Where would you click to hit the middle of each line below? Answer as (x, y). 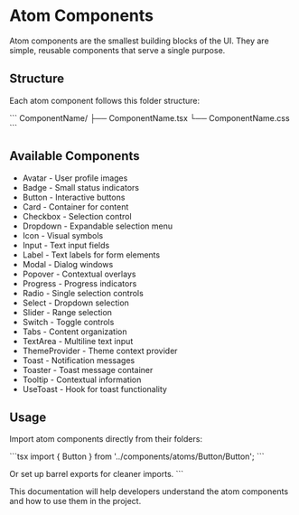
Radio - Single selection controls (83, 293)
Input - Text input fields (66, 245)
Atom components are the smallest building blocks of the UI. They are (139, 41)
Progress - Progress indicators (79, 283)
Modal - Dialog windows (68, 264)
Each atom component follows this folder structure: (105, 100)
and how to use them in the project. (75, 501)
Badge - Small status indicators (81, 187)
